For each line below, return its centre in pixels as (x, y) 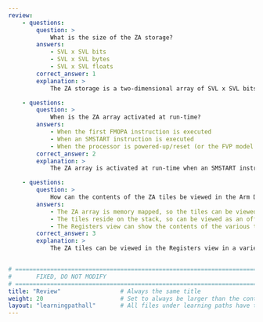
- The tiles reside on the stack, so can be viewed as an (146, 219)
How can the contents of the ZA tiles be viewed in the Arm (150, 197)
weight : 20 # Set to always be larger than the (124, 298)
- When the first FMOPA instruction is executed (131, 132)
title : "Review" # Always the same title (104, 291)
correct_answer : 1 (66, 74)
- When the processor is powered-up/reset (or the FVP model (152, 146)
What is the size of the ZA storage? (112, 37)
